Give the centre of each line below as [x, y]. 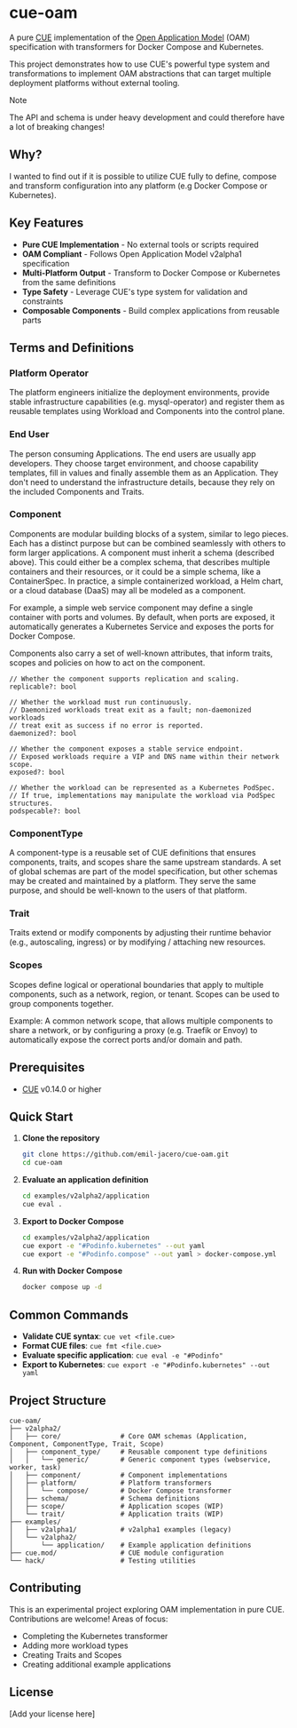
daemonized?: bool [43, 733]
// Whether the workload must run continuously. [101, 702]
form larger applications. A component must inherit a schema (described [142, 553]
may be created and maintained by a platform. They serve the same [133, 881]
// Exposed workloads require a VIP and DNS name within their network [144, 756]
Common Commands [69, 1314]
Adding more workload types [75, 1645]
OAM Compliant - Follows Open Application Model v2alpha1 [132, 254]
